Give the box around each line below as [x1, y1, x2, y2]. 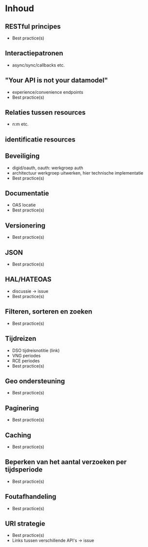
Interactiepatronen [5, 49, 63, 57]
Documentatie [5, 189, 50, 197]
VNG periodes [12, 353, 41, 358]
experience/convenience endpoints [12, 89, 84, 95]
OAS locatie [12, 202, 36, 208]
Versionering [5, 221, 46, 229]
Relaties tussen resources [5, 108, 86, 117]
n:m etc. [12, 121, 29, 127]
